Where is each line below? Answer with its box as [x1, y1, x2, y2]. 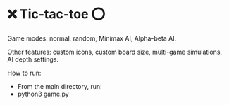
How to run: [7, 69, 42, 77]
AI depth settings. [7, 55, 58, 64]
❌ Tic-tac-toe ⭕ [7, 6, 106, 22]
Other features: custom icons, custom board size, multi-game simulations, [7, 48, 223, 56]
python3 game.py [17, 90, 69, 98]
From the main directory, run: [17, 82, 102, 90]
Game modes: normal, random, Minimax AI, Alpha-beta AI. [7, 34, 177, 43]
